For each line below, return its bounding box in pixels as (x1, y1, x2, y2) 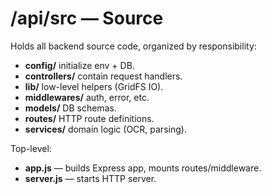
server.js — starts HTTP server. (24, 172, 157, 184)
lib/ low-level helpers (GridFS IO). (24, 80, 164, 92)
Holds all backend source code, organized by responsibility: (10, 40, 257, 52)
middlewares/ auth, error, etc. (24, 91, 150, 103)
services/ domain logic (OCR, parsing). (24, 123, 187, 135)
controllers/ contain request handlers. (24, 70, 183, 82)
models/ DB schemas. (24, 102, 117, 114)
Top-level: (10, 142, 52, 154)
